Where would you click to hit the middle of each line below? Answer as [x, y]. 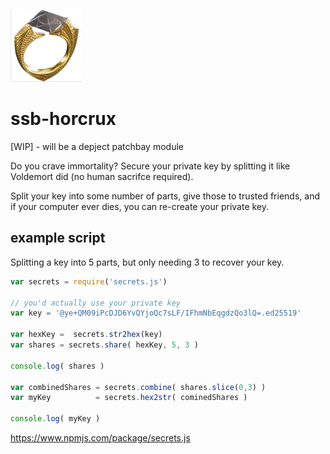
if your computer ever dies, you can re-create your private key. [140, 206]
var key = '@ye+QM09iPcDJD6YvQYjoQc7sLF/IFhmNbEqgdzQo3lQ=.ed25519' [156, 313]
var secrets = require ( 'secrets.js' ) [89, 281]
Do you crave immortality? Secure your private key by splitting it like [150, 166]
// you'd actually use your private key [96, 303]
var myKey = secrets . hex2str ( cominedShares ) [129, 398]
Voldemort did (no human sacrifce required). [102, 176]
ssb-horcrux [63, 119]
